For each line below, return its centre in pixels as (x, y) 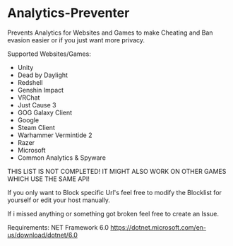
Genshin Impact (41, 90)
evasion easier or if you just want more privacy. (76, 40)
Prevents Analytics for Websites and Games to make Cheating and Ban (110, 33)
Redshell (30, 82)
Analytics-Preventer (68, 13)
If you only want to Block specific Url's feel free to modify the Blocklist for (115, 192)
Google (28, 120)
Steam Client (36, 127)
